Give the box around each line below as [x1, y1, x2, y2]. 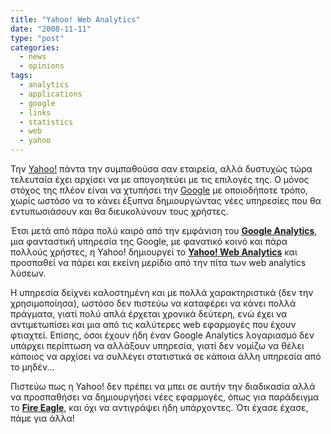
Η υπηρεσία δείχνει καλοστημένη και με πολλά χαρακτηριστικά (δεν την [10, 287, 314, 298]
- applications [19, 89, 83, 99]
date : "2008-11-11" [10, 24, 92, 34]
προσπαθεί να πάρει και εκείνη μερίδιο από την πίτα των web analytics [10, 257, 307, 268]
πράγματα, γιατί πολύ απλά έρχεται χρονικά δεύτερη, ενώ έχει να [10, 308, 288, 320]
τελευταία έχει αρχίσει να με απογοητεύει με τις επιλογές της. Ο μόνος [10, 174, 310, 185]
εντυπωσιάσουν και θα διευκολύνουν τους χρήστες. [10, 206, 229, 217]
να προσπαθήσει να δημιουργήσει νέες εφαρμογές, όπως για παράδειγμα [10, 391, 320, 403]
